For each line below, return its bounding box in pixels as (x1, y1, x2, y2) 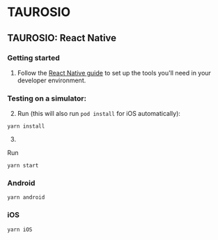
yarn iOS (7, 226, 33, 233)
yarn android (7, 194, 45, 201)
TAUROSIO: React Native (7, 32, 117, 44)
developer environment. (17, 76, 86, 84)
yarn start (7, 162, 39, 170)
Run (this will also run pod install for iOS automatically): (17, 110, 181, 118)
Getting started (7, 53, 61, 63)
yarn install (7, 123, 45, 130)
